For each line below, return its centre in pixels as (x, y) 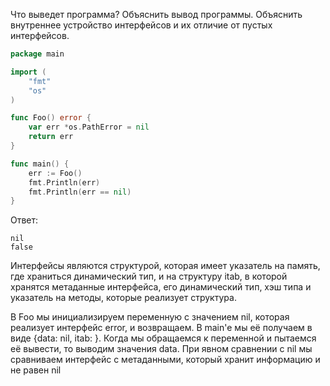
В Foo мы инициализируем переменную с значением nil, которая (150, 317)
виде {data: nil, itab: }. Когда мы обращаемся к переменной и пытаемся (163, 338)
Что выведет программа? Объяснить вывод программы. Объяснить (156, 14)
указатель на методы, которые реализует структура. (123, 298)
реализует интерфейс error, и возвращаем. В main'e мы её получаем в (161, 328)
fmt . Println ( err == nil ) (80, 192)
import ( (28, 72)
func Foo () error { (51, 118)
